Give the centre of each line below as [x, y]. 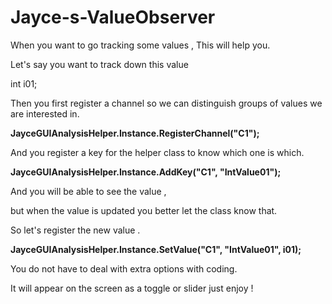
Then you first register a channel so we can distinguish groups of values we [166, 103]
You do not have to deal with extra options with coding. [124, 268]
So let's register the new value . [75, 230]
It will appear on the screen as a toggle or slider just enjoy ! [132, 288]
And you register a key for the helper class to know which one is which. [157, 152]
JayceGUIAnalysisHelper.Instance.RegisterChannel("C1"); [135, 133]
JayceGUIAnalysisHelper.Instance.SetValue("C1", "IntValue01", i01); [156, 249]
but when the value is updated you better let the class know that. [144, 210]
